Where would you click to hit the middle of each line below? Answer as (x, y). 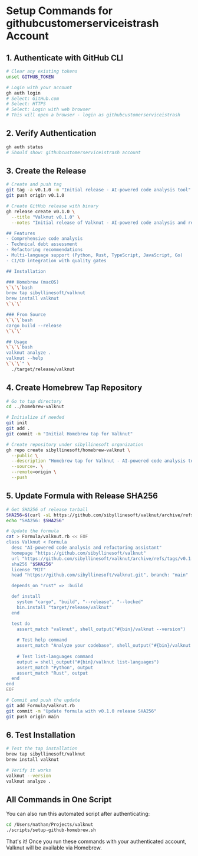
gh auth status (25, 147)
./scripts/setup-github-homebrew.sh (51, 830)
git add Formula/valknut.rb (41, 705)
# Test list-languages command (55, 656)
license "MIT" (29, 569)
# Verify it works (29, 770)
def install (26, 597)
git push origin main (33, 717)
